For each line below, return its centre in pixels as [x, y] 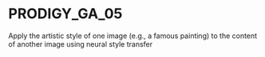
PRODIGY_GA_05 [65, 14]
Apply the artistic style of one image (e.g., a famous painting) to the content [133, 36]
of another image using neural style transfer [81, 44]
